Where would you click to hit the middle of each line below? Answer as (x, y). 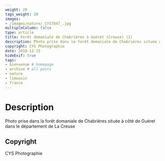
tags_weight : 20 (22, 14)
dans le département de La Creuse (40, 126)
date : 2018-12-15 (23, 51)
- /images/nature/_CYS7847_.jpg (38, 23)
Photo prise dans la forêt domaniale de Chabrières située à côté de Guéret (80, 121)
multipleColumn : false (28, 28)
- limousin (16, 78)
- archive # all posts (28, 69)
